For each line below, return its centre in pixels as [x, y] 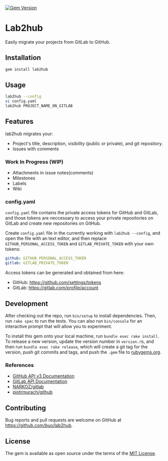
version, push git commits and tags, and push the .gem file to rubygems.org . [83, 352]
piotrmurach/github [32, 392]
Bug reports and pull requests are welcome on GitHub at [63, 420]
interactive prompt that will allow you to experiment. [59, 326]
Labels [19, 183]
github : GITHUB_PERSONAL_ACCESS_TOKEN [46, 258]
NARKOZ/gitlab [28, 387]
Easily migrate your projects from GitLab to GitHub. [58, 42]
